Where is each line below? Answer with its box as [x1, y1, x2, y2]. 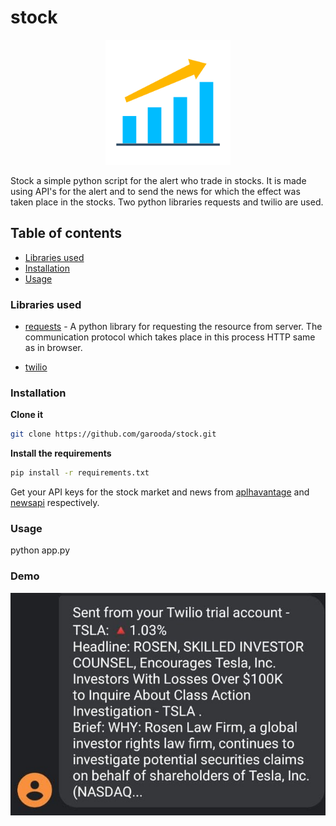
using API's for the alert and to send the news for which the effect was [10, 185, 301, 197]
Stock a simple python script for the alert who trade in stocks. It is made [10, 174, 307, 186]
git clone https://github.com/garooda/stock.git [10, 429, 217, 440]
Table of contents [10, 225, 122, 242]
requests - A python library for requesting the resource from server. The [24, 321, 323, 333]
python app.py [10, 544, 71, 556]
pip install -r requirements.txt [10, 468, 150, 478]
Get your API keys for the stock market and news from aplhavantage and [10, 486, 310, 498]
